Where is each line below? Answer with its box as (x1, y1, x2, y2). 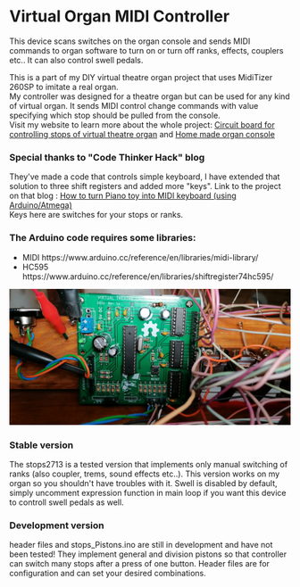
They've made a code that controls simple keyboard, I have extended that (9, 171, 280, 182)
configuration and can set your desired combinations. (9, 568, 207, 579)
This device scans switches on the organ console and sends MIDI (9, 36, 251, 46)
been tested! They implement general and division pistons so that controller (9, 549, 287, 559)
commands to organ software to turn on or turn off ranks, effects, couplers (9, 45, 284, 55)
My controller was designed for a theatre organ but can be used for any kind (9, 91, 290, 102)
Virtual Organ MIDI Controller (9, 6, 230, 27)
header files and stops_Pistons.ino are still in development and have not (9, 540, 273, 550)
